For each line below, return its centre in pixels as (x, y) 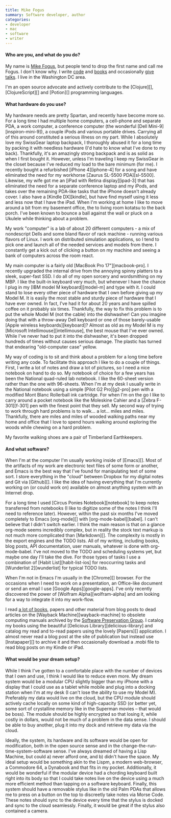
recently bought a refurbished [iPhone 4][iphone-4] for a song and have (81, 170)
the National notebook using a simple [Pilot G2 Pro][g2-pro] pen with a (80, 389)
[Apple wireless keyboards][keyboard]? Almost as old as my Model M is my (84, 325)
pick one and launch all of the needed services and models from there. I (81, 245)
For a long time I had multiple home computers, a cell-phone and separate (83, 121)
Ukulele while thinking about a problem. (47, 219)
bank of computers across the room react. (50, 255)
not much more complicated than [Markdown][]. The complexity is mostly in (85, 535)
